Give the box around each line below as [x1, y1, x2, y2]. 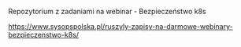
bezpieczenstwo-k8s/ [8, 31, 80, 39]
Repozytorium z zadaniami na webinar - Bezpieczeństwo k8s [8, 7, 206, 16]
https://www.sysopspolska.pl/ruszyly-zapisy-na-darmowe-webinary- [8, 22, 234, 31]
